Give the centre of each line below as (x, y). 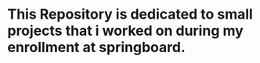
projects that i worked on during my (125, 31)
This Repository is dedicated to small (130, 14)
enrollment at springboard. (96, 47)
